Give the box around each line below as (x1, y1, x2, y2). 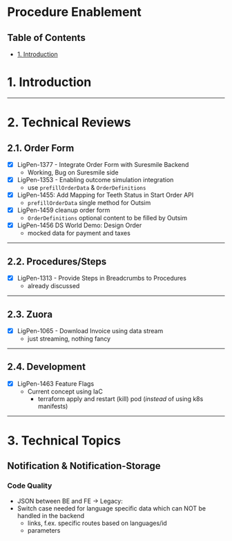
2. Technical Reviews (7, 115, 131, 130)
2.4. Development (7, 361, 86, 373)
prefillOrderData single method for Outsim (27, 199, 151, 207)
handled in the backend (17, 511, 85, 520)
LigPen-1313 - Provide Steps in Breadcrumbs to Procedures (17, 274, 186, 283)
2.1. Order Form (7, 142, 75, 154)
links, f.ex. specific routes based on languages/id (27, 519, 167, 527)
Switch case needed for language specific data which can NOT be (17, 504, 206, 513)
